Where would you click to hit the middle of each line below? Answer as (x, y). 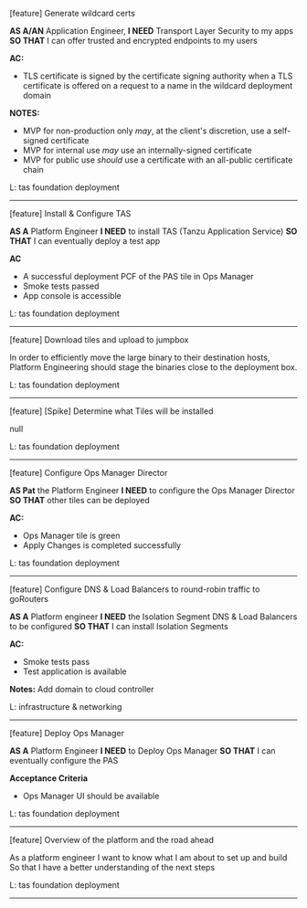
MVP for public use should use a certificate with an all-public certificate (158, 160)
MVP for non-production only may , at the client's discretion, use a (147, 131)
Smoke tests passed (61, 286)
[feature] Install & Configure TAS (70, 213)
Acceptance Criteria (49, 778)
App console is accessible (72, 296)
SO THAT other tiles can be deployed (80, 500)
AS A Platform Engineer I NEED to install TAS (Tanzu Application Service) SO (153, 231)
